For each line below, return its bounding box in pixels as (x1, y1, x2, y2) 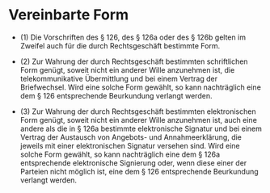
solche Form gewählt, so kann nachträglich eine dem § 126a (19, 149, 221, 159)
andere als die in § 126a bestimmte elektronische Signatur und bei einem (19, 124, 263, 133)
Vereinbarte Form (8, 6, 129, 24)
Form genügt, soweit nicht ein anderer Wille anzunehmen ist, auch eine (19, 115, 257, 124)
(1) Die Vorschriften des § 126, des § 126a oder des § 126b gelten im (19, 32, 247, 42)
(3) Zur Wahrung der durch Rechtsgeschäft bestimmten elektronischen (19, 107, 256, 116)
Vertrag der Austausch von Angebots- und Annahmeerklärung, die (19, 132, 243, 142)
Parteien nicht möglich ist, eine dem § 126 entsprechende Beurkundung (19, 166, 259, 176)
